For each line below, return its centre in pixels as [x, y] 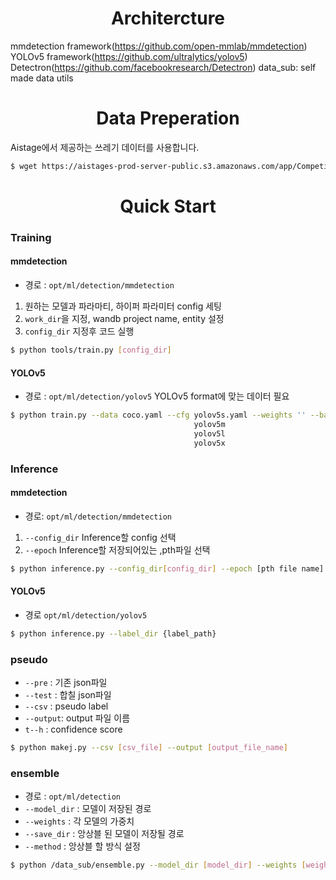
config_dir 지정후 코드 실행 [79, 331]
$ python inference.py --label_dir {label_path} [113, 633]
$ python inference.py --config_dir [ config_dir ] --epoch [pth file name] [167, 568]
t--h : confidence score [73, 729]
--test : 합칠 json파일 [68, 695]
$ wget [24, 166]
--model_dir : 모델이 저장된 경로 [88, 809]
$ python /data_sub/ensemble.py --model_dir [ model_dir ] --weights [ [158, 865]
